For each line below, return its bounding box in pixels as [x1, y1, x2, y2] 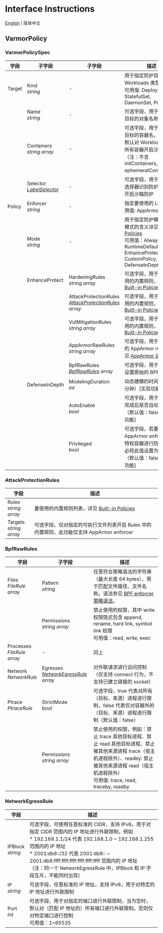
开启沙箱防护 [124, 191, 154, 197]
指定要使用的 [124, 199, 154, 206]
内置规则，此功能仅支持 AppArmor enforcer [34, 529, 133, 536]
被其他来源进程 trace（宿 [93, 748, 150, 754]
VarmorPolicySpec [5, 49, 50, 56]
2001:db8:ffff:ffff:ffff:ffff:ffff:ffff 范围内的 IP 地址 [29, 857, 138, 864]
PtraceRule [7, 705, 33, 712]
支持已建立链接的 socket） [93, 679, 154, 685]
